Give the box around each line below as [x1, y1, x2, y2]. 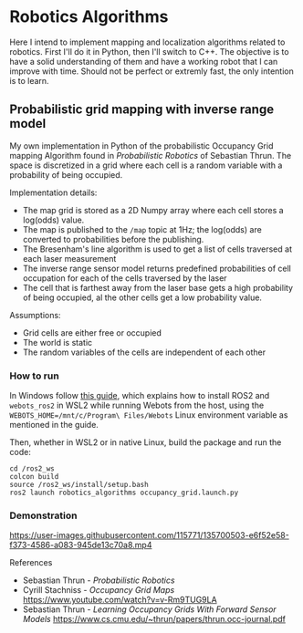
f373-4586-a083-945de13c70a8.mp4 [9, 540, 152, 551]
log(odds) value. [22, 214, 85, 225]
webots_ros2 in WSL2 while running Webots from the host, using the [9, 400, 265, 411]
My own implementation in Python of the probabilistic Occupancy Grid [9, 140, 274, 151]
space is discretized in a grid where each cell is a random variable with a [9, 160, 283, 171]
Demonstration [9, 509, 78, 522]
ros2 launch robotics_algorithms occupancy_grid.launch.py [9, 488, 239, 498]
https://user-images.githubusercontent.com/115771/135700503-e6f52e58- [9, 530, 289, 541]
